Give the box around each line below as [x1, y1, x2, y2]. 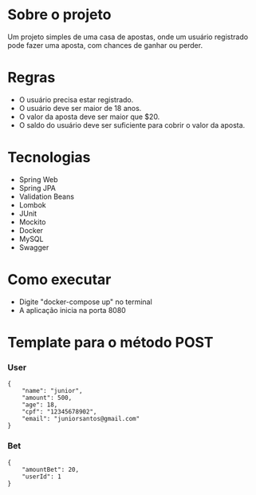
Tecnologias [7, 148, 91, 167]
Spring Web [18, 174, 58, 184]
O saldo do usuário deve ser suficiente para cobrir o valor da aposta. [18, 120, 246, 129]
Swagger [18, 242, 49, 252]
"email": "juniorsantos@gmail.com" [22, 415, 140, 423]
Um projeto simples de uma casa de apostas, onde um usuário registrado [7, 32, 249, 42]
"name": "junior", [22, 387, 83, 395]
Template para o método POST [7, 333, 214, 351]
